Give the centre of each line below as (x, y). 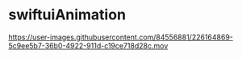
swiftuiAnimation (67, 15)
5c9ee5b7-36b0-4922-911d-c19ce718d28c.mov (88, 45)
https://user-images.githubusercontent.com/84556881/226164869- (121, 37)
